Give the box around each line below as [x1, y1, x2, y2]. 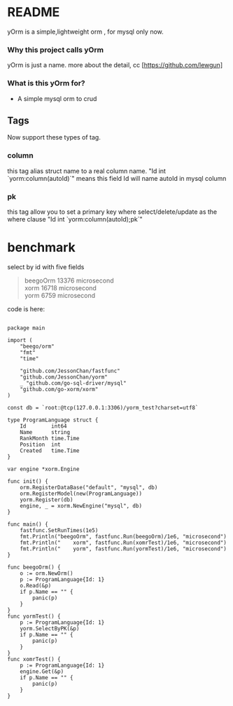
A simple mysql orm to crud [17, 94, 97, 102]
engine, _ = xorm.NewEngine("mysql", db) [20, 502, 142, 509]
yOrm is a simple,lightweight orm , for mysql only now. [7, 27, 164, 36]
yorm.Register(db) [20, 496, 73, 503]
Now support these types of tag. [7, 133, 101, 142]
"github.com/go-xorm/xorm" [20, 386, 99, 393]
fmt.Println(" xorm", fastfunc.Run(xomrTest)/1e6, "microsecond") [20, 539, 227, 546]
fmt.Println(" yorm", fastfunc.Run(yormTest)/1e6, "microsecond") [20, 545, 227, 552]
